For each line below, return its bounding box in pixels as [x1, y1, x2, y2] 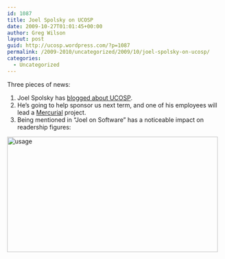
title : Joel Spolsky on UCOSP [7, 17, 94, 23]
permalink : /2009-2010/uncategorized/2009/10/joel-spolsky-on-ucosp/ [7, 49, 211, 56]
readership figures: [16, 123, 71, 131]
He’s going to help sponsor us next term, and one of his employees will [16, 101, 217, 109]
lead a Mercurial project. [16, 108, 86, 116]
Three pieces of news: [7, 80, 71, 88]
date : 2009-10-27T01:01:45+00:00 [7, 23, 103, 30]
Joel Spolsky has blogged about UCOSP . [16, 94, 133, 102]
